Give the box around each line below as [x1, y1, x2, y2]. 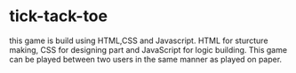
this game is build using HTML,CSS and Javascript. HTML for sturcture [9, 35, 268, 46]
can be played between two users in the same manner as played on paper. [9, 54, 283, 64]
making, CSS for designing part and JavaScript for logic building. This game [9, 44, 287, 55]
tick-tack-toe [9, 6, 108, 26]
